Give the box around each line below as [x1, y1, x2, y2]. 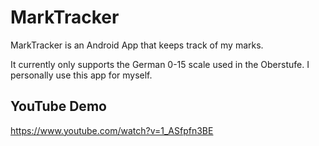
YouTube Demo [10, 98, 107, 115]
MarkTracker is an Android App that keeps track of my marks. [10, 39, 264, 51]
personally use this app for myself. [10, 69, 153, 81]
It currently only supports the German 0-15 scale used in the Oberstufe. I [10, 58, 310, 70]
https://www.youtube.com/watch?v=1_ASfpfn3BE [10, 124, 214, 136]
